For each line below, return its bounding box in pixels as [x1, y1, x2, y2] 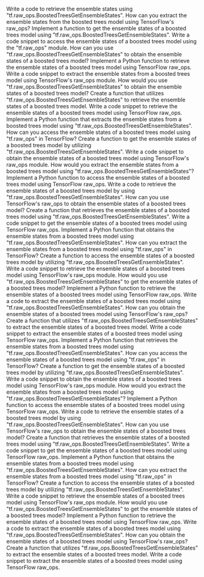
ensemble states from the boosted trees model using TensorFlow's [6, 18, 175, 25]
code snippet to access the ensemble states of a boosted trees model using [6, 38, 197, 45]
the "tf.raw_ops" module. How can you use [6, 44, 114, 51]
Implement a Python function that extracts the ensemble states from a [6, 116, 182, 123]
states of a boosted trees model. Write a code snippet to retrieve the [6, 103, 178, 109]
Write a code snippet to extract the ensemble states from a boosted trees [6, 70, 191, 77]
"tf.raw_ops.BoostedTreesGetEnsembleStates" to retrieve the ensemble [6, 96, 186, 103]
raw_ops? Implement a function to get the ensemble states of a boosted [6, 24, 187, 32]
